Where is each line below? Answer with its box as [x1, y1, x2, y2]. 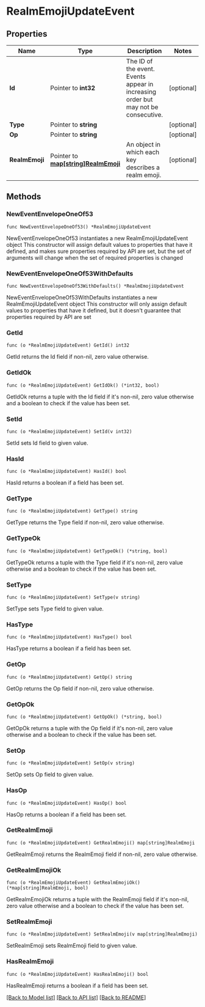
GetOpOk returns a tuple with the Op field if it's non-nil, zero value [6, 724, 173, 731]
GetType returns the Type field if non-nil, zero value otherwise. [6, 519, 165, 526]
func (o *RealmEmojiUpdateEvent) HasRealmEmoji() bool [6, 971, 149, 977]
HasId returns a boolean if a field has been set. [6, 479, 124, 486]
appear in [126, 80, 154, 88]
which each [126, 148, 160, 156]
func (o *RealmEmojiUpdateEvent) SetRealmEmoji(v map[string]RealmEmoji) [6, 931, 198, 937]
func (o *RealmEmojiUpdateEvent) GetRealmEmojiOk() [6, 880, 140, 886]
